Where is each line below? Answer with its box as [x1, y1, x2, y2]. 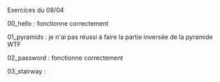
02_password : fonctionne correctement [7, 54, 124, 62]
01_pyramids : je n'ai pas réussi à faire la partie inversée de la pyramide [7, 33, 213, 41]
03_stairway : [7, 67, 46, 75]
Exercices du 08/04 [7, 6, 64, 14]
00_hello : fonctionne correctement [7, 19, 109, 27]
